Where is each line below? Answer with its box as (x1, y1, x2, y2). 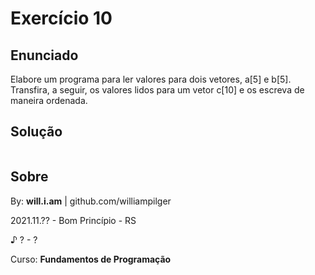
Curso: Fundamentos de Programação (10, 253, 172, 265)
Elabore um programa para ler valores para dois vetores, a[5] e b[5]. (10, 73, 292, 85)
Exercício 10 (10, 7, 113, 30)
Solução (10, 123, 63, 141)
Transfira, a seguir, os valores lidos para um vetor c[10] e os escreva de (10, 84, 305, 96)
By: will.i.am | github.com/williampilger (10, 195, 172, 207)
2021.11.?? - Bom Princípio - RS (10, 214, 137, 226)
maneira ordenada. (10, 95, 88, 106)
